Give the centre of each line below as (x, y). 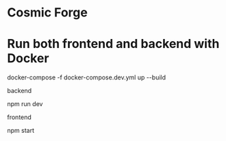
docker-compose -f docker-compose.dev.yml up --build (87, 77)
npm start (21, 131)
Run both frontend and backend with (113, 44)
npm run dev (25, 104)
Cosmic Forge (47, 13)
